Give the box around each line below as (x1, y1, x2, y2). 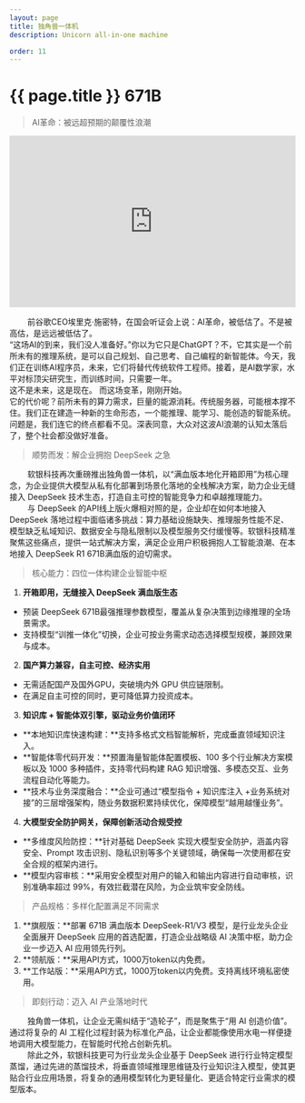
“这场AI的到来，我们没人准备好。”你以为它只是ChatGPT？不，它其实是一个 (9, 338, 285, 350)
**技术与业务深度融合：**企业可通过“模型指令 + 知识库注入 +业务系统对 (22, 786, 290, 797)
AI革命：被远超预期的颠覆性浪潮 (31, 117, 152, 128)
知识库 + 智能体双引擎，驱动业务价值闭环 (22, 709, 175, 720)
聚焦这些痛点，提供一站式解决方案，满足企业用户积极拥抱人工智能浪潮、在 (9, 536, 288, 547)
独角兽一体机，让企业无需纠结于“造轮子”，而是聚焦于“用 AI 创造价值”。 (26, 1015, 292, 1026)
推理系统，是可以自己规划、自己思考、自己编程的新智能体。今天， (40, 350, 288, 361)
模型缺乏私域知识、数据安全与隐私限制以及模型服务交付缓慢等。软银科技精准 (9, 525, 296, 536)
